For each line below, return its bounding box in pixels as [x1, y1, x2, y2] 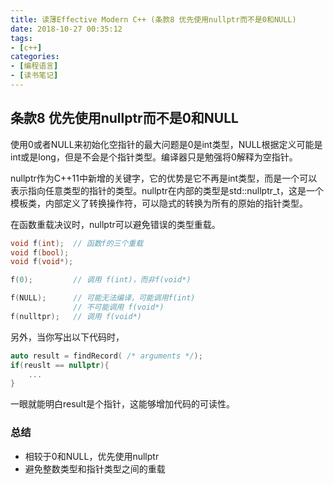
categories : [10, 52, 60, 62]
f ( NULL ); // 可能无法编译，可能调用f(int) [10, 293, 196, 303]
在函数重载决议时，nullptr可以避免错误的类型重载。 [10, 218, 221, 230]
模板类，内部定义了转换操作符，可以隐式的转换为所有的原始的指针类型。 [10, 197, 308, 209]
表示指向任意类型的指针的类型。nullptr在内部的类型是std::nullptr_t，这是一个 [10, 184, 324, 196]
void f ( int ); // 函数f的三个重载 [10, 238, 144, 248]
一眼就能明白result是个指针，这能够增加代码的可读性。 [10, 398, 236, 410]
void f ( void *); [10, 257, 74, 267]
